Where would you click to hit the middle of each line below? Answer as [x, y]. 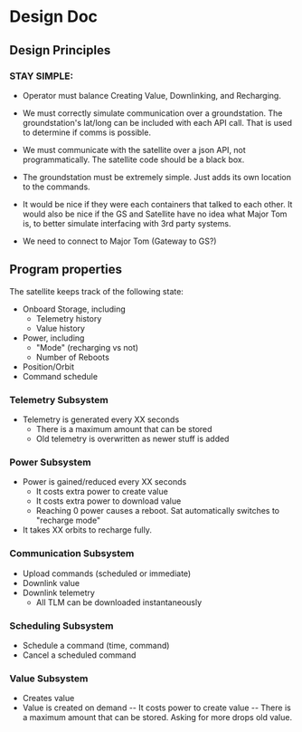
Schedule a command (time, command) [96, 645]
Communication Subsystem [72, 554]
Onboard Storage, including [74, 309]
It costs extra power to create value [102, 492]
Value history [61, 328]
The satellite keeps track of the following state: [96, 291]
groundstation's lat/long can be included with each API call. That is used [157, 122]
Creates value [48, 698]
